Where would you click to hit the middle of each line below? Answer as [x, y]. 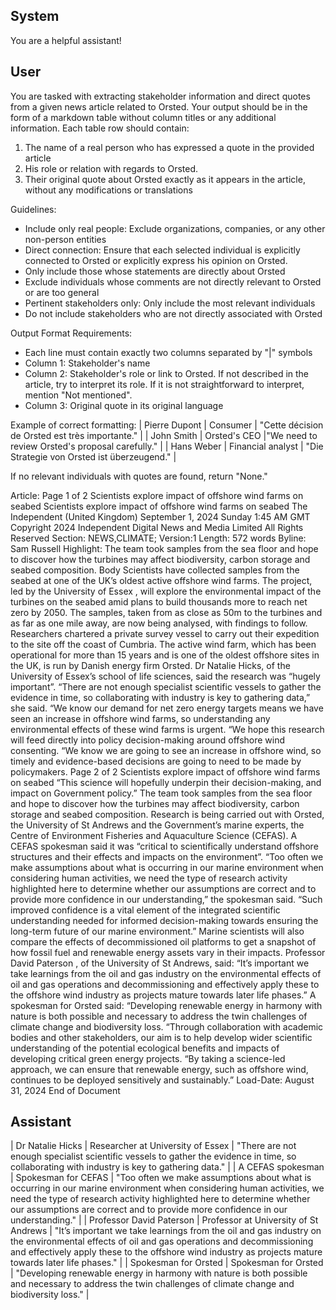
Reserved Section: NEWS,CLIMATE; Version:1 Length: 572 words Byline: [158, 538]
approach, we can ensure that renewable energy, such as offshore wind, [159, 1069]
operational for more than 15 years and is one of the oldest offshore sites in [165, 655]
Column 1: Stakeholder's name [87, 363]
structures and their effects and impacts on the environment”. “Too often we [167, 856]
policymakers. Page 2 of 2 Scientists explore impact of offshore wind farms [165, 771]
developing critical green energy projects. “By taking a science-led [148, 1058]
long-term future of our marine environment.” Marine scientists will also [157, 931]
